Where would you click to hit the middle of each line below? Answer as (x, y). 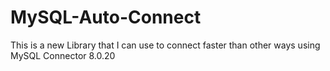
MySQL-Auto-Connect (106, 17)
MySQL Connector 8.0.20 (63, 55)
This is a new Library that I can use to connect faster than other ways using (165, 45)
